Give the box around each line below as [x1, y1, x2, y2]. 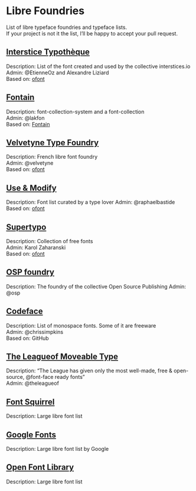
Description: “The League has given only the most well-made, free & [6, 367, 173, 374]
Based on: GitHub [6, 335, 49, 342]
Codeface [6, 306, 43, 316]
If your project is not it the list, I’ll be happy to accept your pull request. [6, 30, 178, 37]
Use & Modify [6, 183, 57, 193]
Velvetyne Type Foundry [6, 138, 99, 148]
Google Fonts [6, 430, 56, 440]
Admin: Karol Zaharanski [6, 244, 66, 251]
